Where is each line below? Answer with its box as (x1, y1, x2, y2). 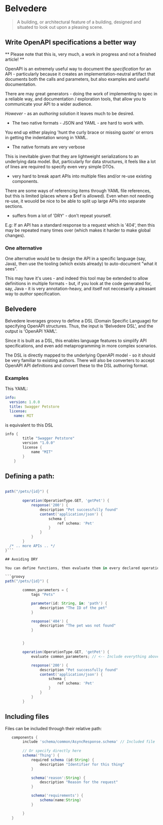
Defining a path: (5, 472, 55, 481)
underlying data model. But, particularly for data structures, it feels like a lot (5, 159, 156, 164)
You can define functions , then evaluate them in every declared (5, 565, 140, 571)
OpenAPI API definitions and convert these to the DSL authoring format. (5, 362, 148, 368)
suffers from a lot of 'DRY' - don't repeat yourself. (12, 213, 112, 218)
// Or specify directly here (22, 749, 81, 753)
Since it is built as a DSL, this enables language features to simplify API (5, 338, 147, 343)
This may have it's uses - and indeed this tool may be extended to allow (5, 275, 148, 281)
